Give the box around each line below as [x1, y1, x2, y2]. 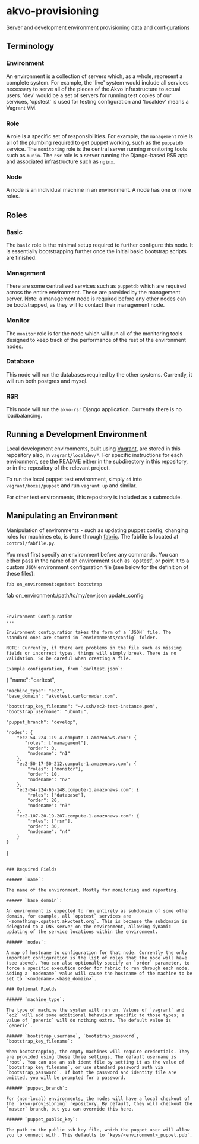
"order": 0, [27, 745, 58, 751]
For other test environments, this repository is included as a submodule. [6, 493, 182, 500]
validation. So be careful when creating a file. [6, 655, 132, 661]
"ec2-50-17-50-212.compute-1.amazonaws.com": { [17, 761, 137, 767]
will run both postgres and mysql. [6, 377, 88, 384]
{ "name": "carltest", [6, 676, 56, 683]
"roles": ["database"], [27, 792, 86, 798]
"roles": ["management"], [24, 740, 89, 746]
